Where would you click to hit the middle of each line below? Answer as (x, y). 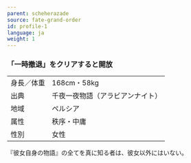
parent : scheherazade (38, 13)
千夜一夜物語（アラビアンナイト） (107, 96)
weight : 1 (21, 39)
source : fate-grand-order (44, 20)
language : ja (26, 33)
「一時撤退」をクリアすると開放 (60, 65)
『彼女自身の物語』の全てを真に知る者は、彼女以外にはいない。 (97, 153)
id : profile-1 (27, 26)
